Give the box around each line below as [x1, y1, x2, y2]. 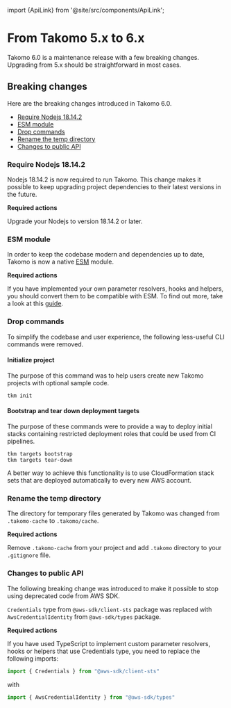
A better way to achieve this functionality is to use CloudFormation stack [7, 469, 214, 477]
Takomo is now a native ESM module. [7, 257, 114, 266]
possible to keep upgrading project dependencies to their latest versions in [7, 183, 221, 191]
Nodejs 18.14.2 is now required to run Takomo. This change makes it [7, 175, 201, 184]
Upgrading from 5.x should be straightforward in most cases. [7, 61, 182, 69]
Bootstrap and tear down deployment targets [7, 407, 140, 415]
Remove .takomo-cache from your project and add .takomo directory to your [7, 544, 222, 552]
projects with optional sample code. [7, 378, 110, 387]
